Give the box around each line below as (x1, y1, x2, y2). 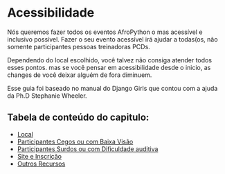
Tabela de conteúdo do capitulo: (7, 112, 150, 123)
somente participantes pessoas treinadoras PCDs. (7, 42, 150, 51)
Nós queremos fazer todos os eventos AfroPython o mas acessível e (7, 28, 203, 36)
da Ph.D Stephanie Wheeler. (7, 92, 88, 100)
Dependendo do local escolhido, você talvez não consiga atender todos (7, 55, 213, 64)
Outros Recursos (17, 159, 66, 168)
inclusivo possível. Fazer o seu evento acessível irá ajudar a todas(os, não (7, 35, 218, 43)
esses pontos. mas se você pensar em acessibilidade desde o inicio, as (7, 63, 211, 71)
